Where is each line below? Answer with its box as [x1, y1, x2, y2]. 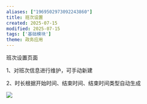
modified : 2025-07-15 [6, 25, 61, 32]
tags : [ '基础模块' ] [6, 31, 52, 37]
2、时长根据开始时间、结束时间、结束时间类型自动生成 [6, 79, 141, 87]
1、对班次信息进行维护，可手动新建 [6, 67, 93, 74]
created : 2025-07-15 [6, 20, 58, 26]
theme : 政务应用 [6, 37, 43, 43]
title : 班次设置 [6, 14, 43, 20]
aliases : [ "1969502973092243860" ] [6, 8, 93, 15]
